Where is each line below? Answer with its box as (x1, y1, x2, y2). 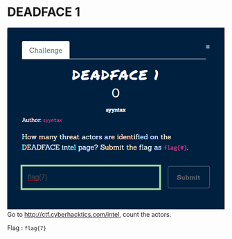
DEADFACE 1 (7, 4, 81, 20)
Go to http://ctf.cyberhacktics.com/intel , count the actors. (7, 210, 172, 218)
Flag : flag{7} (7, 223, 47, 232)
